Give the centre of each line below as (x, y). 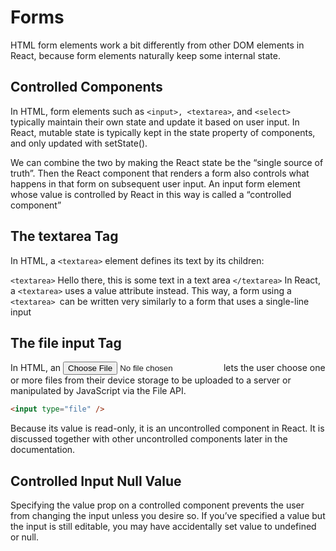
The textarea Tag (64, 236)
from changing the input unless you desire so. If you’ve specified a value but (168, 516)
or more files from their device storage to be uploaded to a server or (151, 380)
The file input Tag (66, 342)
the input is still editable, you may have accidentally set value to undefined (163, 527)
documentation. (43, 450)
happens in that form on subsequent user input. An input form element (155, 183)
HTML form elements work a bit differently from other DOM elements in (157, 45)
